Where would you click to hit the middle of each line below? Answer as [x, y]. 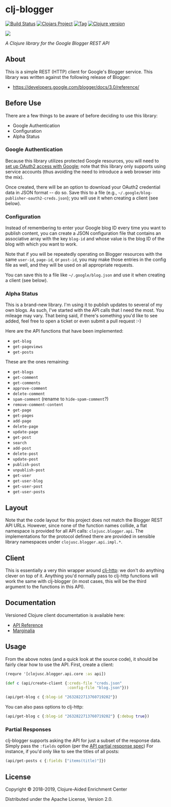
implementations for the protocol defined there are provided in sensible [80, 536]
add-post [22, 449]
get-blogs [23, 372]
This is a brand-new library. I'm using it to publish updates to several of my [84, 305]
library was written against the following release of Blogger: [68, 77]
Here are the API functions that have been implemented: [64, 331]
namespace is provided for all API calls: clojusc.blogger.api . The [75, 531]
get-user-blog [28, 481]
